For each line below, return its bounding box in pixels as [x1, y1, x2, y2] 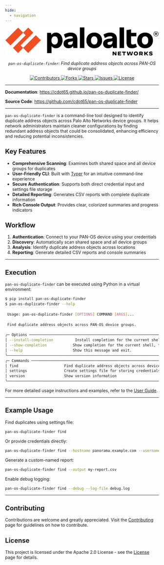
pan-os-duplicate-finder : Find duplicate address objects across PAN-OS [8, 60, 156, 66]
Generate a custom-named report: [5, 457, 74, 463]
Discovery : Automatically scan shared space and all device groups [12, 239, 147, 245]
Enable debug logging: [5, 476, 50, 482]
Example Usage [5, 406, 54, 415]
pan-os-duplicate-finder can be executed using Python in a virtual [5, 281, 140, 287]
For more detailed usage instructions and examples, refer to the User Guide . [5, 388, 158, 394]
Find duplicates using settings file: [5, 419, 74, 425]
